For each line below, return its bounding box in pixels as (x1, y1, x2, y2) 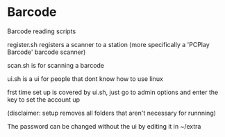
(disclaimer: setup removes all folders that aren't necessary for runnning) (7, 109, 217, 117)
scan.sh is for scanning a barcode (7, 61, 105, 69)
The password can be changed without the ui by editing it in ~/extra (7, 122, 201, 130)
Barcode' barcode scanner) (7, 48, 86, 56)
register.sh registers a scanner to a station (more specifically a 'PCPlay (7, 40, 210, 48)
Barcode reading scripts (7, 27, 76, 35)
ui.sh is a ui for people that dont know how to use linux (7, 74, 163, 83)
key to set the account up (7, 95, 81, 104)
